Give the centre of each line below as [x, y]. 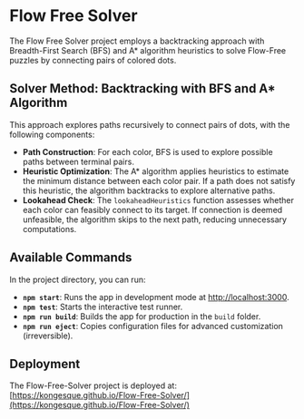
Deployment [45, 364]
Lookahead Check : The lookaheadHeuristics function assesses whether [158, 200]
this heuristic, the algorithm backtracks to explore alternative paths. [149, 190]
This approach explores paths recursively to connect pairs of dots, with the [150, 124]
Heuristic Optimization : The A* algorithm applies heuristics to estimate [156, 171]
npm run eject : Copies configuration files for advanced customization [153, 326]
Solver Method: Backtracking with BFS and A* [142, 88]
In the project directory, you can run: [78, 279]
